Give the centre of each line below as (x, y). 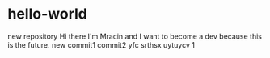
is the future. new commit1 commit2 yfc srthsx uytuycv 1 (101, 44)
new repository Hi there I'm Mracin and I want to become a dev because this (135, 36)
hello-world (48, 14)
